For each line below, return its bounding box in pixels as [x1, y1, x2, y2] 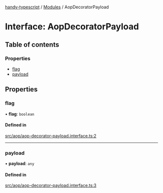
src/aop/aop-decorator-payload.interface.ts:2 [5, 133, 97, 139]
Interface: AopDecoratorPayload [5, 21, 139, 32]
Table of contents [5, 40, 59, 49]
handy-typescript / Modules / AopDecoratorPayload [5, 4, 109, 10]
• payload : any [5, 160, 35, 167]
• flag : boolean [5, 111, 35, 117]
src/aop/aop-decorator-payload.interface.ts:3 [5, 182, 97, 189]
